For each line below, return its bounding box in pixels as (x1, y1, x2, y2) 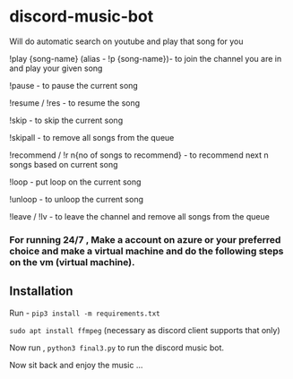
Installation (9, 284, 73, 299)
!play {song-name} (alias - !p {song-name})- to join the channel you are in (9, 53, 282, 64)
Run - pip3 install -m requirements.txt (9, 307, 160, 318)
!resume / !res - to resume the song (9, 97, 141, 108)
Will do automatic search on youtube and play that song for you (9, 36, 244, 47)
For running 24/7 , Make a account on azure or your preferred (9, 233, 281, 245)
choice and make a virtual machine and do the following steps (9, 245, 284, 257)
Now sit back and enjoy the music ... (9, 359, 143, 370)
